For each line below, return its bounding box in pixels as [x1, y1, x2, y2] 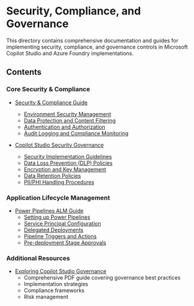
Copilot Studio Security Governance [14, 141, 104, 148]
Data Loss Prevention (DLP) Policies [23, 159, 113, 167]
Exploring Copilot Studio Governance [14, 268, 107, 275]
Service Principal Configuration [23, 219, 101, 227]
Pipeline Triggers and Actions [23, 233, 97, 240]
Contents [6, 67, 42, 78]
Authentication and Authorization [23, 123, 106, 130]
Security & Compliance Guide [14, 99, 88, 106]
